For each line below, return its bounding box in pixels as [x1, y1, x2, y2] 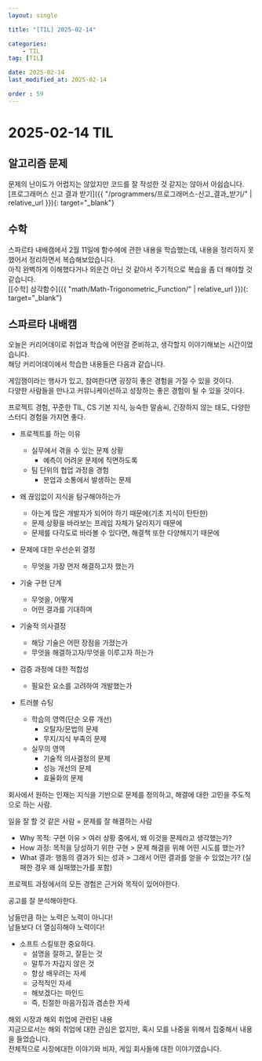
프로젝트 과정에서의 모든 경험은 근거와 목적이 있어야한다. [8, 880, 180, 889]
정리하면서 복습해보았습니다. [28, 254, 115, 264]
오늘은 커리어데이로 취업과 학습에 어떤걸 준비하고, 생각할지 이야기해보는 [8, 340, 226, 349]
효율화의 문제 [42, 774, 84, 783]
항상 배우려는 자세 [31, 968, 86, 978]
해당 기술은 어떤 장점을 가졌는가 [31, 638, 128, 647]
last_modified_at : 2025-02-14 [8, 76, 107, 84]
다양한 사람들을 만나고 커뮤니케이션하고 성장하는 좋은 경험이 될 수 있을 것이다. [8, 386, 245, 396]
